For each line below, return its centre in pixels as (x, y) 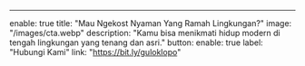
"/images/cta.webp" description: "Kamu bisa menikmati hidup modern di (145, 33)
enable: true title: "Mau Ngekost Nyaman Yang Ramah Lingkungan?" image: (151, 23)
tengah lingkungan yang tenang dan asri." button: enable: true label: (136, 42)
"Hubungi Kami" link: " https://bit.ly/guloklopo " (95, 52)
